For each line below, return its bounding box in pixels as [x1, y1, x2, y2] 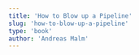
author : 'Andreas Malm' [8, 34, 89, 43]
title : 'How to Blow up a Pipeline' [8, 11, 132, 20]
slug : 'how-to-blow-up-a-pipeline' [8, 19, 129, 27]
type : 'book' [8, 27, 53, 35]
